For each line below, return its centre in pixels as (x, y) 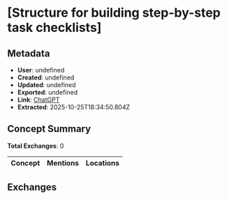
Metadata (29, 53)
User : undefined (41, 70)
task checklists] (54, 28)
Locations (103, 163)
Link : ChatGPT (38, 100)
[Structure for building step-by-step (114, 13)
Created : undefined (46, 77)
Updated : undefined (46, 85)
